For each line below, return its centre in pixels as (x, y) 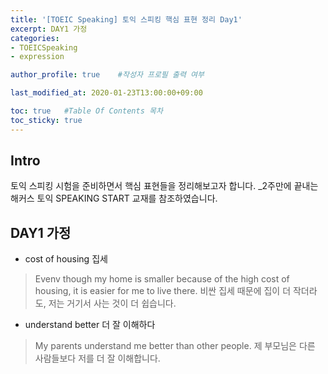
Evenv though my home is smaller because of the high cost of (162, 279)
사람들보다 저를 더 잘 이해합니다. (97, 358)
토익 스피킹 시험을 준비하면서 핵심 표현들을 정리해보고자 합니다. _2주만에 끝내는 (164, 186)
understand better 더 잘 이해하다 (90, 325)
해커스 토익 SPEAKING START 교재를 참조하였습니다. (114, 198)
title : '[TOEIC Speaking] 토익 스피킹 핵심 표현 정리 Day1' (126, 19)
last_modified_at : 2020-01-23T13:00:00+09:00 (106, 93)
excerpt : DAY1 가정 (49, 29)
